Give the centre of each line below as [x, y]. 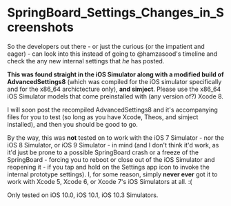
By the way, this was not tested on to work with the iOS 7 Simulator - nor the [116, 137]
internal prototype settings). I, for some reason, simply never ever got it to [113, 174]
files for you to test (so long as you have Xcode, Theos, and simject [103, 117]
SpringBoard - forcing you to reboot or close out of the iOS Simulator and [111, 159]
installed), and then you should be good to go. [72, 124]
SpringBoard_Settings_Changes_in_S [115, 13]
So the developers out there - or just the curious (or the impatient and [106, 46]
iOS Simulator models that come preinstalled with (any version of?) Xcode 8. [115, 96]
